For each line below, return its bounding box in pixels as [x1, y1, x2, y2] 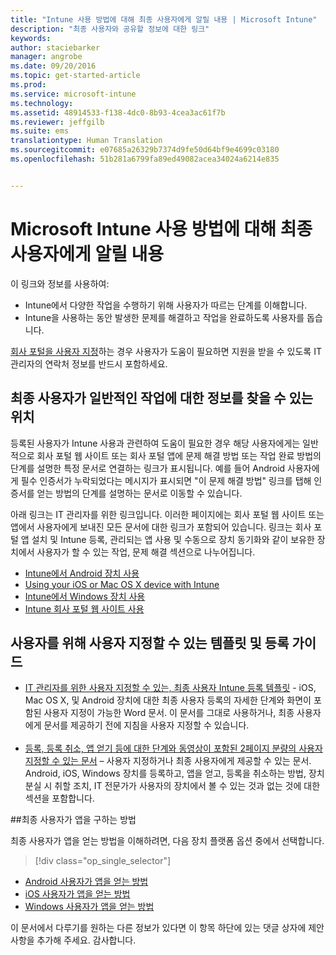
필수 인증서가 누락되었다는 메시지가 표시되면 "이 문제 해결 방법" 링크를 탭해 [20, 474, 312, 486]
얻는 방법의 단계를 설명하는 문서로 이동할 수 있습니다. [36, 487, 243, 499]
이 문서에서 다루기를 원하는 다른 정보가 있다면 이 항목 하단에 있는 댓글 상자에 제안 [10, 922, 325, 934]
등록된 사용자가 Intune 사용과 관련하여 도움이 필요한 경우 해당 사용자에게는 [10, 437, 301, 449]
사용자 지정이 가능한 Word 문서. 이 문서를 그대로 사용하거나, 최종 [43, 707, 295, 719]
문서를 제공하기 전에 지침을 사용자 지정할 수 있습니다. [43, 719, 250, 731]
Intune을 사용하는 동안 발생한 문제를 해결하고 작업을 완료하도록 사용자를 [24, 311, 305, 323]
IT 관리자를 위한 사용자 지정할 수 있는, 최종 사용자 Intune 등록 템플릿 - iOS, [24, 682, 317, 694]
